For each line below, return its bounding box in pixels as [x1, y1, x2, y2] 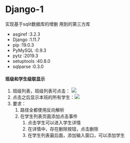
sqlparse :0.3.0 [12, 63, 44, 69]
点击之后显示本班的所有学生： [12, 94, 75, 100]
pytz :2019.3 [12, 52, 39, 59]
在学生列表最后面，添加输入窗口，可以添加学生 [27, 132, 125, 138]
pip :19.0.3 [12, 42, 34, 48]
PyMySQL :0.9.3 [12, 47, 46, 53]
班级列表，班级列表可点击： [12, 88, 71, 94]
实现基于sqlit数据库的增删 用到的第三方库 [5, 21, 91, 27]
